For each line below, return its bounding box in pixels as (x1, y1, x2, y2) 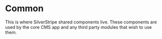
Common (5, 3, 44, 14)
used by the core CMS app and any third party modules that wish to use (5, 24, 152, 30)
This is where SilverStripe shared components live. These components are (5, 19, 157, 25)
